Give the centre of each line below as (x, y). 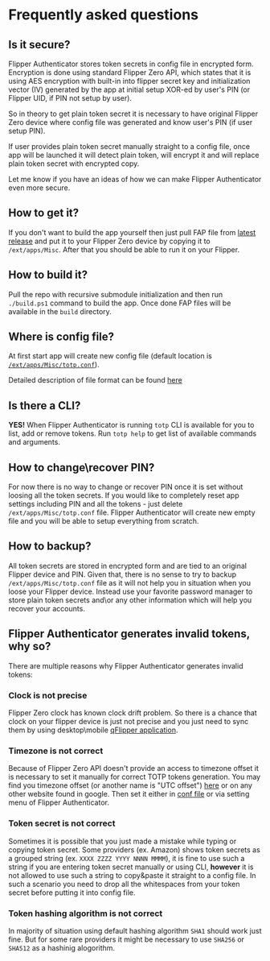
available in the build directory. (60, 311)
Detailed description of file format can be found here (95, 380)
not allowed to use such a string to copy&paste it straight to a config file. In (132, 875)
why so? (30, 646)
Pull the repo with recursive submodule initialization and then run (116, 294)
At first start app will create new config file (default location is (110, 356)
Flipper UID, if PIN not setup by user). (70, 98)
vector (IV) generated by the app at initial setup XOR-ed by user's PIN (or (129, 89)
